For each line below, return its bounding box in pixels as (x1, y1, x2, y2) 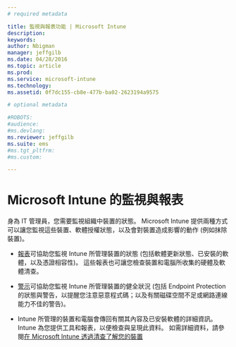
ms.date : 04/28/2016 (7, 56, 68, 63)
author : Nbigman (7, 43, 55, 50)
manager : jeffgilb (7, 49, 61, 56)
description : (7, 30, 46, 37)
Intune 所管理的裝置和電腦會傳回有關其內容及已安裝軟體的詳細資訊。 (17, 315, 217, 323)
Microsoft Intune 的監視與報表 (7, 192, 184, 208)
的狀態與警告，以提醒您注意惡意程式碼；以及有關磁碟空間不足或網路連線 (17, 291, 228, 300)
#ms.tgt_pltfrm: (7, 147, 55, 154)
